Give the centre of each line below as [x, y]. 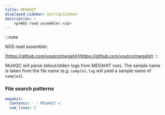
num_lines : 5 [23, 108]
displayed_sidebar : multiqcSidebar [42, 14]
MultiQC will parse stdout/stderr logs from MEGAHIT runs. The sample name [83, 66]
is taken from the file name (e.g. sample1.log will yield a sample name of [78, 71]
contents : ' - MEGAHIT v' [36, 103]
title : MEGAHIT [21, 10]
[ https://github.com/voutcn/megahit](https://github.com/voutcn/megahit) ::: [82, 56]
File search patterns [30, 89]
